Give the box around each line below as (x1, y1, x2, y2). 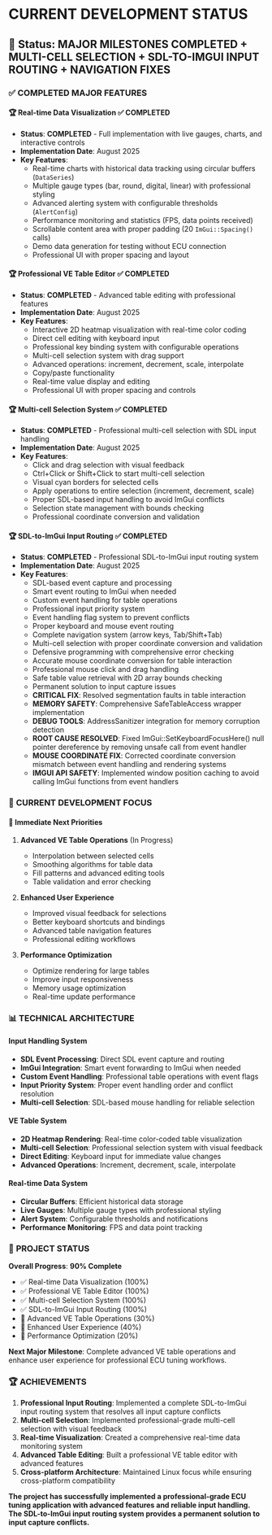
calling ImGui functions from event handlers (32, 777, 179, 787)
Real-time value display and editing (32, 376, 150, 386)
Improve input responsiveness (32, 975, 134, 984)
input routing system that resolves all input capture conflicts (19, 1406, 222, 1416)
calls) (32, 233, 51, 242)
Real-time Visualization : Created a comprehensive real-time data (19, 1433, 241, 1442)
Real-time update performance (32, 992, 136, 1001)
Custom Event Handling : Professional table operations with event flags (19, 1071, 259, 1081)
